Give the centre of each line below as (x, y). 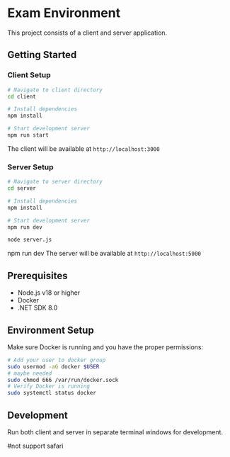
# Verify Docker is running (49, 387)
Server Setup (31, 167)
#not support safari (35, 446)
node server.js (30, 240)
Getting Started (42, 55)
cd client (22, 96)
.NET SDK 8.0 (38, 308)
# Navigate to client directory (55, 90)
